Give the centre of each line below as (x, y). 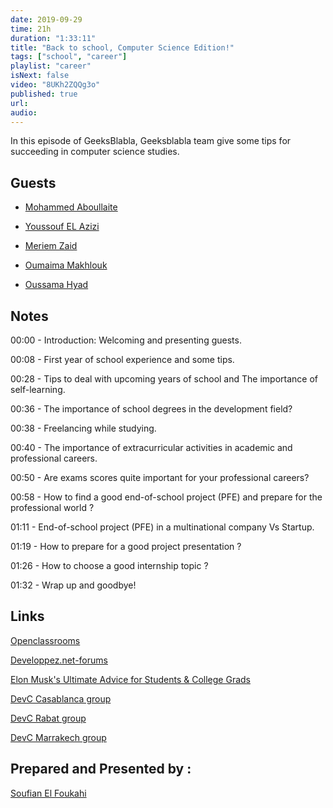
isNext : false (40, 76)
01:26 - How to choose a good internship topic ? (109, 565)
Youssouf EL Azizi (62, 227)
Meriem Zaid (51, 246)
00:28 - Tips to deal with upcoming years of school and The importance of (164, 379)
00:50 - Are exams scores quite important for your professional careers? (160, 477)
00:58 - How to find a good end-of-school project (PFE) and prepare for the (166, 497)
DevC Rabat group (48, 718)
